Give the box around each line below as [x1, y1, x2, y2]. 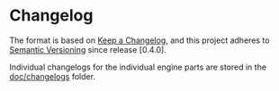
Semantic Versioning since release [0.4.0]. [9, 44, 166, 54]
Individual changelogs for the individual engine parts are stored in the [9, 62, 267, 72]
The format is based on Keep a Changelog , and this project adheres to [9, 35, 270, 45]
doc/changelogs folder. [9, 70, 96, 81]
